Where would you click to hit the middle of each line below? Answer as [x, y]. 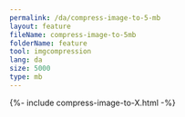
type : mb [26, 77]
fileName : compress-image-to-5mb [73, 34]
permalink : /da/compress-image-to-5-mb [85, 18]
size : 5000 [30, 69]
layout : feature [40, 26]
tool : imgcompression [51, 52]
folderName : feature [49, 43]
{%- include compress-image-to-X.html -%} [92, 102]
